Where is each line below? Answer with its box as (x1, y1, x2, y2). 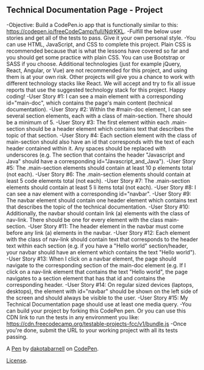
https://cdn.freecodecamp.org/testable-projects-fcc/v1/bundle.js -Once (6, 320, 187, 327)
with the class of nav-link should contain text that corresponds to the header (6, 235, 199, 243)
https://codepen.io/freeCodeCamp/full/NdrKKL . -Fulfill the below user (6, 28, 181, 35)
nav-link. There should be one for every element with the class (6, 216, 163, 223)
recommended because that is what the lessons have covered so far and (6, 47, 189, 54)
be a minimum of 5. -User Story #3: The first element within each (6, 119, 169, 126)
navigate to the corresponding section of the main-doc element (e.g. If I (6, 261, 186, 268)
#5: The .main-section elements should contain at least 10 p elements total (6, 164, 193, 171)
